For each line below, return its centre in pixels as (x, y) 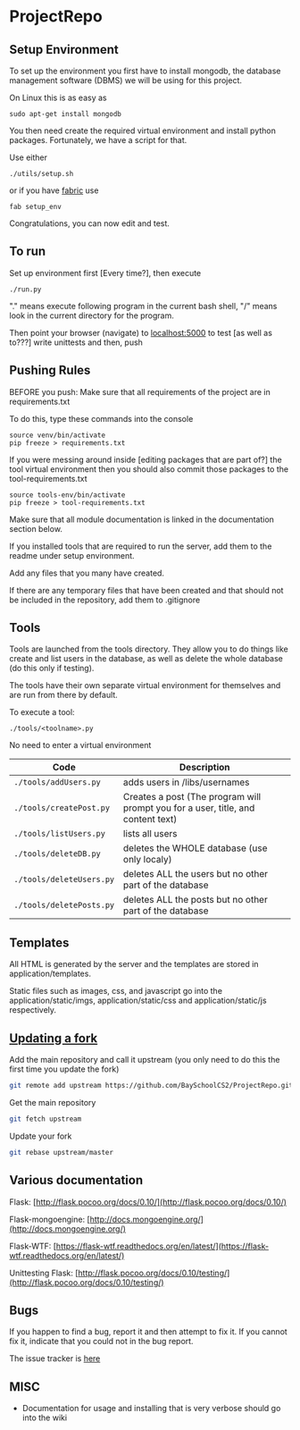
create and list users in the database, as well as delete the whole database (146, 659)
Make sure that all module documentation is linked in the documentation (142, 519)
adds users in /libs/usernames (187, 782)
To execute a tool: (42, 712)
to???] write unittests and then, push (76, 342)
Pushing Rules (50, 370)
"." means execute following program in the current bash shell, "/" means (143, 306)
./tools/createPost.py (62, 808)
